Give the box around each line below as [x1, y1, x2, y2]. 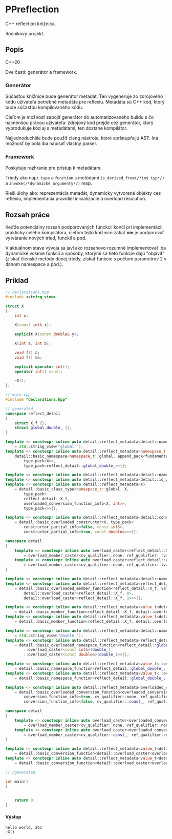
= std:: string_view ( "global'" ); [14, 444, 83, 449]
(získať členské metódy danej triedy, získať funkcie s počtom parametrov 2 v [5, 256, 167, 262]
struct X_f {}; [14, 420, 47, 426]
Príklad [5, 276, 29, 285]
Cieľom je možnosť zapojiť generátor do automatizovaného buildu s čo [5, 114, 154, 120]
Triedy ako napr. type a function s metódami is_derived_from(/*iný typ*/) [5, 175, 165, 181]
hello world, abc [5, 825, 42, 830]
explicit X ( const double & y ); [14, 332, 79, 337]
